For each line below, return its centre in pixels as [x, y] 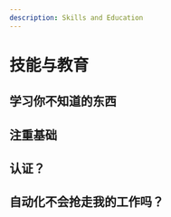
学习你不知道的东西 [63, 102]
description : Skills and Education [76, 18]
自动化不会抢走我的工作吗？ [87, 202]
